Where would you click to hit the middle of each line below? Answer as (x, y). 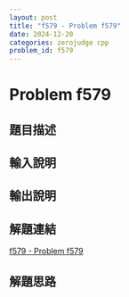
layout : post (33, 17)
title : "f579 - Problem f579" (65, 26)
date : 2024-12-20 (41, 34)
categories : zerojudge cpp (59, 42)
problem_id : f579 (41, 51)
